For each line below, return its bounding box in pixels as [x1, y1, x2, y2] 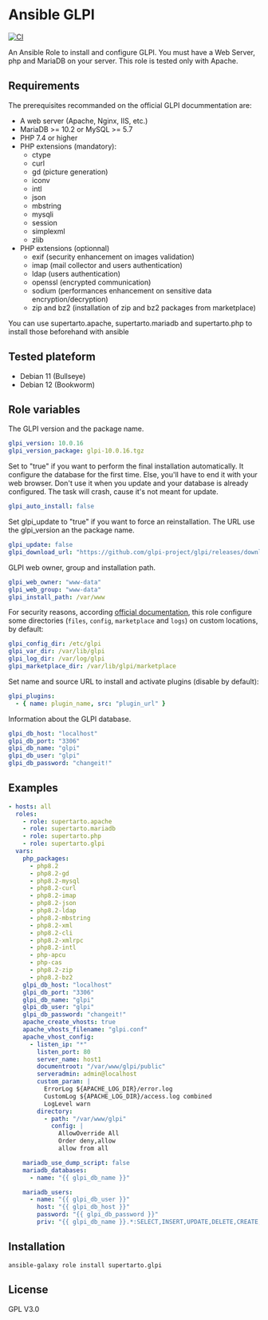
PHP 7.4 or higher [19, 133, 78, 142]
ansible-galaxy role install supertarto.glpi [8, 1261, 162, 1269]
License [8, 1283, 49, 1297]
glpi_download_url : [8, 548, 73, 556]
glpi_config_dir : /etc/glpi [8, 640, 102, 648]
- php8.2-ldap [29, 907, 77, 915]
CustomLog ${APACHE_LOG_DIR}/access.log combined [43, 1092, 213, 1100]
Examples [8, 781, 58, 795]
